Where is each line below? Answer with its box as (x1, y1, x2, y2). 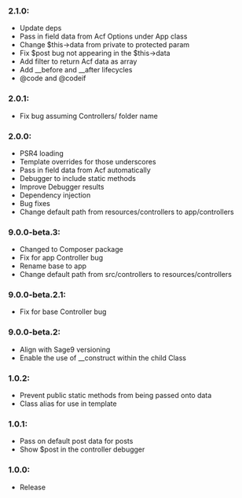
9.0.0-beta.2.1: (8, 290, 67, 301)
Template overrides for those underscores (19, 157, 156, 166)
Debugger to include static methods (19, 173, 136, 183)
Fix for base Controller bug (19, 307, 107, 316)
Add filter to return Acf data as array (19, 57, 137, 66)
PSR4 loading (19, 148, 64, 158)
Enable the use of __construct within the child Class (19, 352, 187, 363)
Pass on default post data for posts (19, 437, 134, 446)
